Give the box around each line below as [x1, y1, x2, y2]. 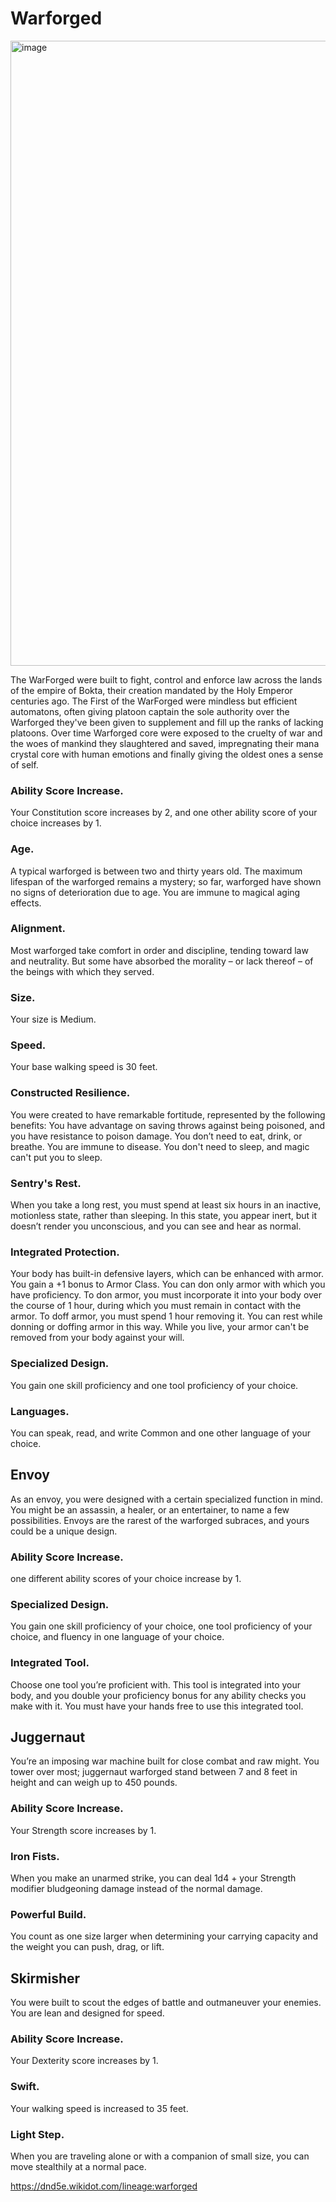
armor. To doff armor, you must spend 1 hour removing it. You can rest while [10, 1310, 323, 1322]
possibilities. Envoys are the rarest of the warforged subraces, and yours [10, 1514, 310, 1526]
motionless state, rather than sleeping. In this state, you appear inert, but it [10, 1210, 318, 1222]
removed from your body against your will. [10, 1332, 185, 1344]
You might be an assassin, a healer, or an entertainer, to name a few [10, 1503, 290, 1516]
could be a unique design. [10, 1525, 118, 1537]
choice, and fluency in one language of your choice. [10, 1631, 225, 1643]
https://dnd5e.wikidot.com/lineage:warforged [10, 2180, 198, 2192]
